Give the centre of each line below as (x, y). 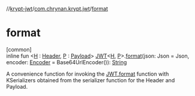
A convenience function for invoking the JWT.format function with (88, 74)
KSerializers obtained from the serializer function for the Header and (91, 80)
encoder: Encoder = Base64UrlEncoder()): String (67, 62)
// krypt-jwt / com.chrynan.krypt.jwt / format (57, 9)
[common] (19, 49)
